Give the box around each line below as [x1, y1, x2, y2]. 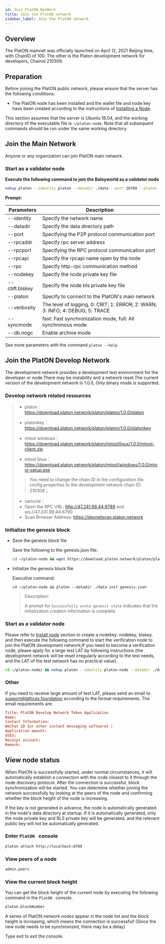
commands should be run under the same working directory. [5, 126, 128, 131]
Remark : [5, 742, 21, 747]
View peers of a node [5, 855, 57, 862]
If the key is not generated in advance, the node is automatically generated [5, 805, 157, 810]
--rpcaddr [7, 238, 33, 245]
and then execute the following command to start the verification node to [5, 637, 153, 643]
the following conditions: [5, 91, 55, 97]
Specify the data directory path [42, 223, 114, 230]
